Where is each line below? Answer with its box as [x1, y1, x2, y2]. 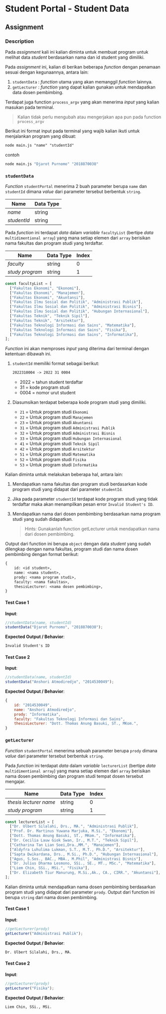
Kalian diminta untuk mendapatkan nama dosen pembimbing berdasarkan [5, 884, 156, 890]
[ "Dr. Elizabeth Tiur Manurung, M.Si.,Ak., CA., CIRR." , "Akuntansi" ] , [9, 870, 161, 875]
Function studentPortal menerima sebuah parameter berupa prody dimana [5, 747, 158, 753]
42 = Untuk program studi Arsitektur [19, 446, 95, 452]
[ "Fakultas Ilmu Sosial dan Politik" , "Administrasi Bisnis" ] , [9, 304, 143, 309]
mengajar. [5, 778, 26, 784]
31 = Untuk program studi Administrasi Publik [19, 425, 115, 431]
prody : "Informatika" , [14, 712, 61, 717]
